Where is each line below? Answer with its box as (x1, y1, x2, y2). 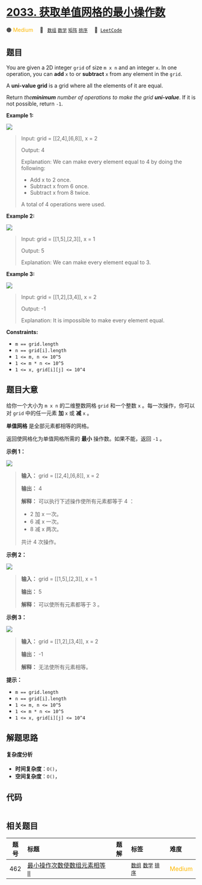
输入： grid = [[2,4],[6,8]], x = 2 (20, 471, 99, 479)
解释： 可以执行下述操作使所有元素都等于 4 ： (20, 497, 135, 505)
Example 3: (6, 270, 35, 277)
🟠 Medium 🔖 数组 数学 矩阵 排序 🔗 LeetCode (6, 26, 122, 33)
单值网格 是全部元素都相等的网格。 (6, 422, 92, 429)
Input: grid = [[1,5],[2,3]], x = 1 (20, 235, 96, 242)
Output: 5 (20, 247, 45, 254)
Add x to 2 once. (29, 176, 72, 183)
